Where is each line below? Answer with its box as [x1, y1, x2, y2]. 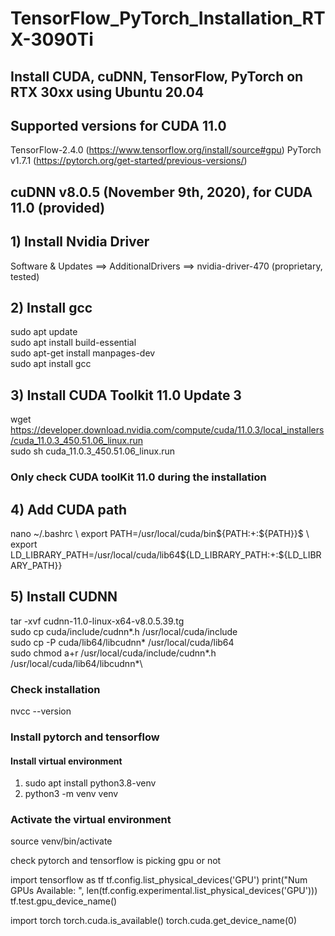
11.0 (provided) [10, 199, 106, 216]
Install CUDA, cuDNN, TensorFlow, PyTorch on [10, 68, 304, 85]
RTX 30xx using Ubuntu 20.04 [10, 83, 205, 101]
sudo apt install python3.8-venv [24, 777, 157, 789]
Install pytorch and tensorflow [10, 730, 160, 744]
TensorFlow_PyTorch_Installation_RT [10, 7, 326, 30]
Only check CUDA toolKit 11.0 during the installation [10, 470, 267, 484]
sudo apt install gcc [10, 358, 92, 370]
